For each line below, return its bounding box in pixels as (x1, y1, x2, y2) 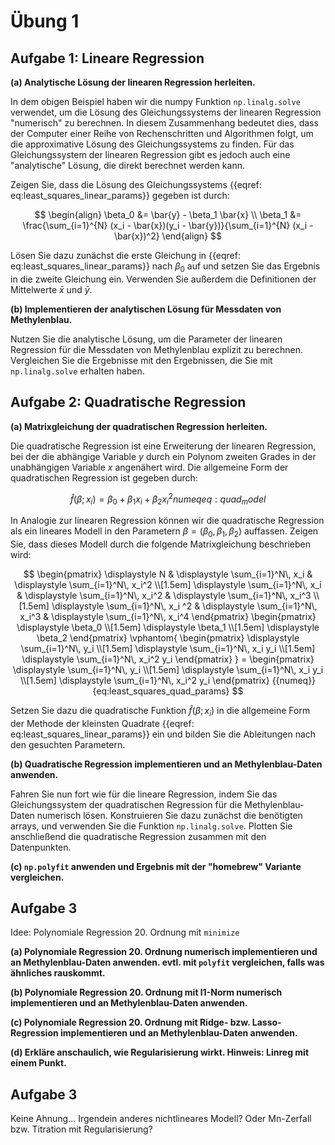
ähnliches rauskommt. (10, 967, 106, 979)
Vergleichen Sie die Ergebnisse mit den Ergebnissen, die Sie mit (10, 354, 273, 366)
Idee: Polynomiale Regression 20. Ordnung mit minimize (10, 926, 240, 939)
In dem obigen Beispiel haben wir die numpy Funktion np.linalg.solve (10, 96, 301, 107)
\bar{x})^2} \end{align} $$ (114, 230, 222, 242)
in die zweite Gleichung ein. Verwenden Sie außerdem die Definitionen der (10, 273, 317, 285)
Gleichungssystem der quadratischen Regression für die (10, 798, 243, 810)
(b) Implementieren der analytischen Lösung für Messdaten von (10, 303, 282, 315)
